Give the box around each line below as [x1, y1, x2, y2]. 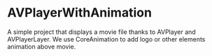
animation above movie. [7, 42, 76, 50]
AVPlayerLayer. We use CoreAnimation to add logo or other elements [7, 35, 206, 43]
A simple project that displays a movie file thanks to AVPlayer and [7, 28, 196, 36]
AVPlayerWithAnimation [7, 5, 153, 21]
